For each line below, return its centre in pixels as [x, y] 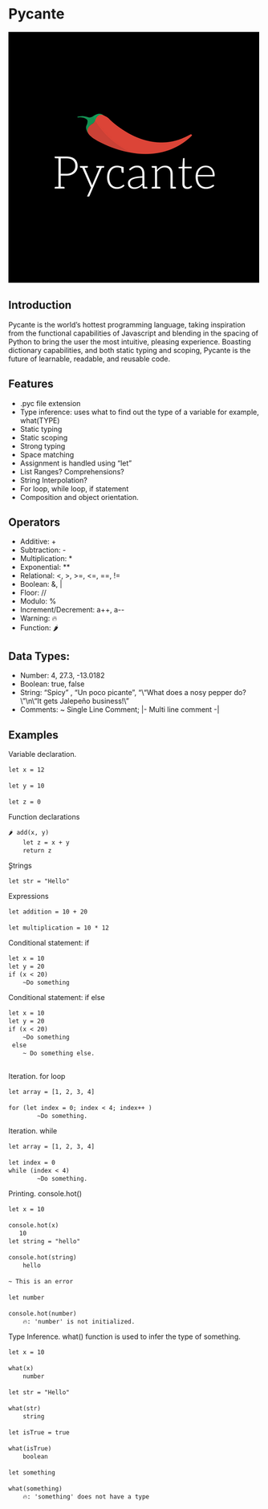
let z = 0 [25, 802]
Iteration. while [33, 1131]
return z [37, 851]
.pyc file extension [50, 403]
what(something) [35, 1489]
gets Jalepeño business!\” [86, 701]
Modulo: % [38, 601]
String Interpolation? [54, 480]
